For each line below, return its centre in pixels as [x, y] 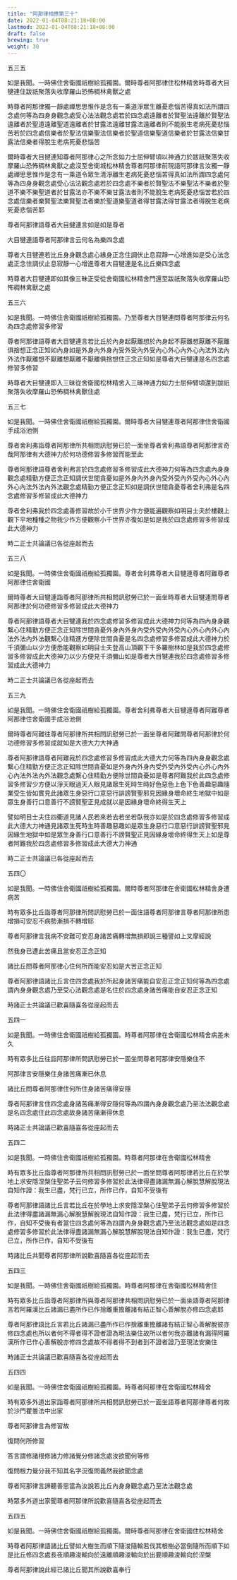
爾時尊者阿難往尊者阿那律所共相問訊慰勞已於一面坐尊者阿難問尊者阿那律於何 [119, 734]
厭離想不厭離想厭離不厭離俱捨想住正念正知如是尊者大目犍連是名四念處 [128, 359]
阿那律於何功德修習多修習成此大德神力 [63, 606]
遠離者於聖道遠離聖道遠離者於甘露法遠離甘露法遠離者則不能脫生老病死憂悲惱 [119, 124]
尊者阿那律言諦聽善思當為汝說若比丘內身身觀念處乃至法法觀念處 [100, 1486]
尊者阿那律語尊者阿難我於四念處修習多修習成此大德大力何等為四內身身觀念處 [119, 758]
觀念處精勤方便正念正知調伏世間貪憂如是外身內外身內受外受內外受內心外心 [115, 478]
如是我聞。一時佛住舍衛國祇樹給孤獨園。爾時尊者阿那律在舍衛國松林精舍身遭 [119, 888]
